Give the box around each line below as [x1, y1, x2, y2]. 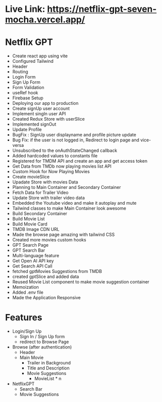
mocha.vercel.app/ [5, 14, 85, 25]
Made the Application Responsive [12, 295, 81, 301]
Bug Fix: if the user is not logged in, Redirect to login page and [12, 137, 140, 143]
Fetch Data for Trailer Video [12, 189, 69, 196]
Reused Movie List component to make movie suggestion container [12, 279, 150, 285]
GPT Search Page [12, 242, 49, 248]
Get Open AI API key [12, 258, 54, 264]
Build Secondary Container [12, 211, 68, 217]
